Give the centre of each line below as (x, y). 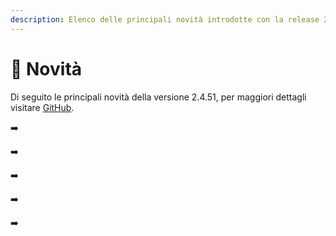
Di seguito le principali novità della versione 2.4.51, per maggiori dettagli (158, 97)
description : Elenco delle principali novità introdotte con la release (165, 19)
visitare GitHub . (42, 107)
